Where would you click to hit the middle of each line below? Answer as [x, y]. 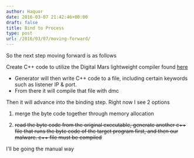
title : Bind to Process [35, 28]
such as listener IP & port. [46, 85]
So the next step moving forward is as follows [61, 56]
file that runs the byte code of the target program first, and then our [96, 131]
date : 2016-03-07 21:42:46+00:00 [47, 17]
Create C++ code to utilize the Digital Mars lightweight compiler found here [97, 67]
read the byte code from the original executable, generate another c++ [100, 125]
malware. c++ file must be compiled [58, 137]
